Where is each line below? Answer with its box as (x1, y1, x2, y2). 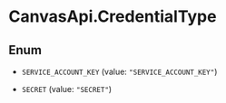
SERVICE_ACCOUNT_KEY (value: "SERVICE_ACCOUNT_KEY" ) (21, 66, 218, 77)
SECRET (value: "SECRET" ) (21, 84, 113, 94)
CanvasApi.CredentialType (8, 6, 217, 27)
